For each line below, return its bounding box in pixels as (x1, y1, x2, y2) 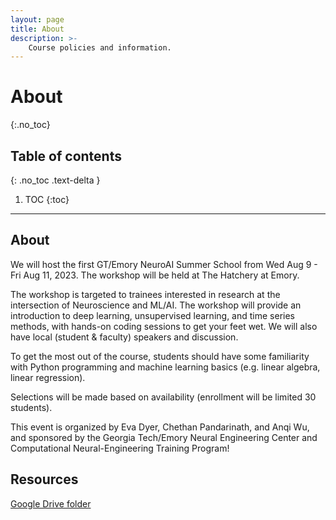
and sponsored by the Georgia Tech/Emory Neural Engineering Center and (10, 431, 318, 443)
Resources (10, 471, 79, 488)
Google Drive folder (10, 497, 92, 510)
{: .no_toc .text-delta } (10, 174, 101, 186)
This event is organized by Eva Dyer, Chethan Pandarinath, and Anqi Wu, (10, 421, 310, 433)
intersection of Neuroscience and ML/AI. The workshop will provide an (10, 299, 302, 311)
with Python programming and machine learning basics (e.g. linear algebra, (10, 361, 321, 373)
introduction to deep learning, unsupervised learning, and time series (10, 309, 295, 321)
